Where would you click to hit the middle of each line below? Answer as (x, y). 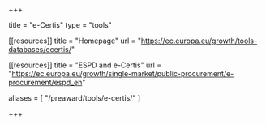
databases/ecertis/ (40, 49)
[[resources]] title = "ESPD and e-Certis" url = (85, 65)
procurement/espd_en (45, 82)
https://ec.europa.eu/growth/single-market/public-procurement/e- (123, 73)
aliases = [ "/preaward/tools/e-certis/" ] (75, 98)
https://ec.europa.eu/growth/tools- (199, 41)
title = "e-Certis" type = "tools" (60, 25)
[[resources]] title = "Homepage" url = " (75, 41)
